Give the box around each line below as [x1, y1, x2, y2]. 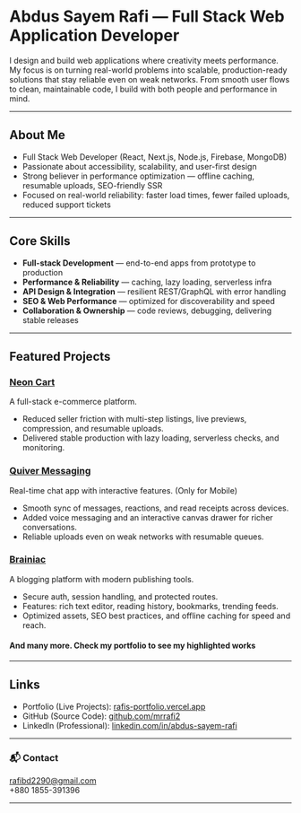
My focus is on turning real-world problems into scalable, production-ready [9, 65, 288, 75]
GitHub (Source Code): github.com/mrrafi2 [21, 711, 181, 721]
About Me [9, 127, 65, 143]
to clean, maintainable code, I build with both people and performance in [9, 83, 278, 94]
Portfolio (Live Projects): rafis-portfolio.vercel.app [21, 701, 206, 712]
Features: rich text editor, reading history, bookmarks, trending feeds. [21, 600, 279, 611]
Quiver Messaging [9, 465, 91, 477]
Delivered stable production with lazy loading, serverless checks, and [21, 433, 279, 443]
